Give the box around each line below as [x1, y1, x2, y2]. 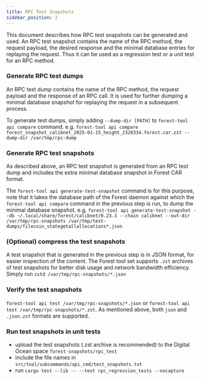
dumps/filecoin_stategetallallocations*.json [6, 223, 122, 230]
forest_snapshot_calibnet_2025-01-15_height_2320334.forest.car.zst [6, 129, 182, 136]
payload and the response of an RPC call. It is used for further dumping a [6, 92, 188, 99]
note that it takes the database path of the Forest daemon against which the [6, 194, 195, 201]
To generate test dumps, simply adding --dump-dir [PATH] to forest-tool [6, 116, 188, 124]
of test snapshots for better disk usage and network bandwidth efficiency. [6, 264, 191, 271]
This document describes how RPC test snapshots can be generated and [6, 31, 188, 38]
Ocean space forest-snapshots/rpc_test [14, 347, 118, 355]
